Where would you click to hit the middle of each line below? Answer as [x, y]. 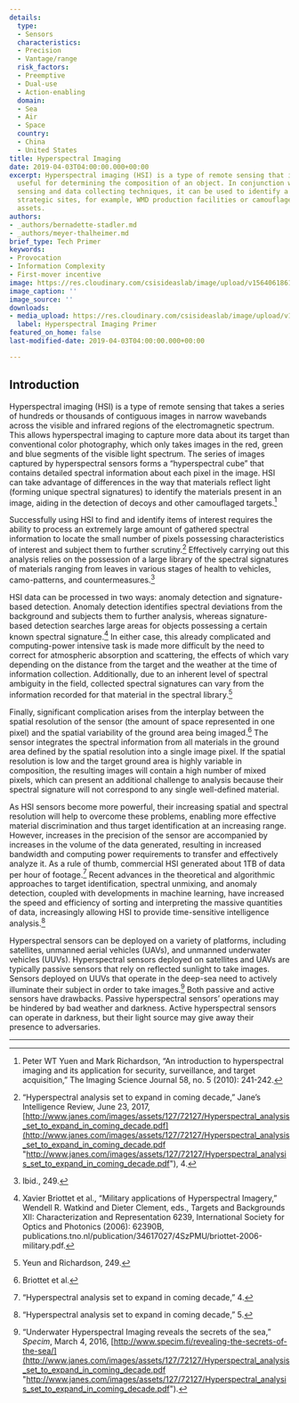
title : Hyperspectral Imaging [65, 158]
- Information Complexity [57, 267]
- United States [47, 150]
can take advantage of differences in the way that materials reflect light [140, 482]
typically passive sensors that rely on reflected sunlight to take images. [139, 969]
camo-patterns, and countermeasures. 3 [82, 579]
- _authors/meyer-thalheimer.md [69, 233]
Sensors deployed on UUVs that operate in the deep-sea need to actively [143, 978]
